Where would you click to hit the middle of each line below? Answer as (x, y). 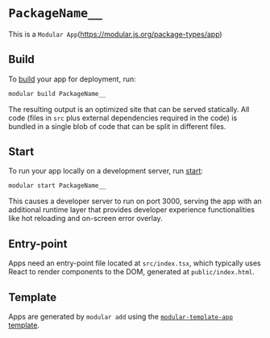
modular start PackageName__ (57, 186)
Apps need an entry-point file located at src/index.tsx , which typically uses (135, 263)
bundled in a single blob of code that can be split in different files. (117, 126)
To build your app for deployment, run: (73, 79)
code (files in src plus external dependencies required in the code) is (123, 118)
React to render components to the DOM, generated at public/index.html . (132, 272)
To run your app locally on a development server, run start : (106, 171)
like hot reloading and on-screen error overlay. (85, 219)
